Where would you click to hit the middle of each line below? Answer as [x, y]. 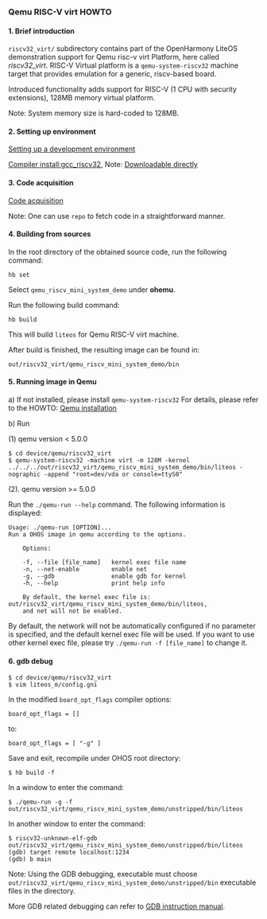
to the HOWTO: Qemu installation [63, 407]
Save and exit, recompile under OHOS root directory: [95, 758]
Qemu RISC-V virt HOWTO [60, 12]
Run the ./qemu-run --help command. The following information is [117, 504]
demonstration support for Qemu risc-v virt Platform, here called [114, 57]
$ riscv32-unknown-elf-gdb [53, 839]
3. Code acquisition [41, 182]
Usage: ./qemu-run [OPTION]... [60, 528]
